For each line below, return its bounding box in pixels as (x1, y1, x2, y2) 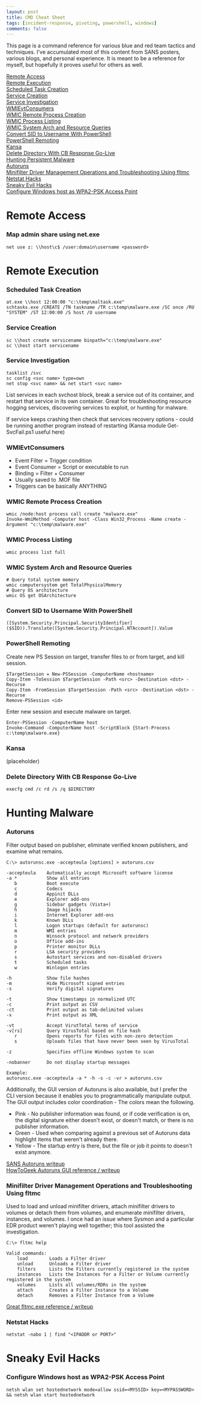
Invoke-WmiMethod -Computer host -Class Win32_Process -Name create (6, 517, 181, 523)
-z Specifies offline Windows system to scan (6, 1049, 154, 1055)
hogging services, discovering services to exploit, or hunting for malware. (6, 404, 188, 411)
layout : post (6, 8, 39, 15)
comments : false (6, 25, 47, 32)
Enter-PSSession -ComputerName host (6, 719, 98, 725)
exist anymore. (14, 1148, 52, 1155)
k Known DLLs (14, 917, 74, 923)
